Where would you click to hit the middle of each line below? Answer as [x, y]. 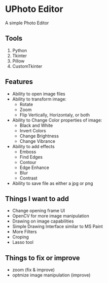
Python [19, 50]
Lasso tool [23, 242]
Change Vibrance [37, 141]
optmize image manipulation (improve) [51, 275]
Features [19, 82]
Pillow [18, 61]
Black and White [36, 125]
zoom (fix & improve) [34, 270]
